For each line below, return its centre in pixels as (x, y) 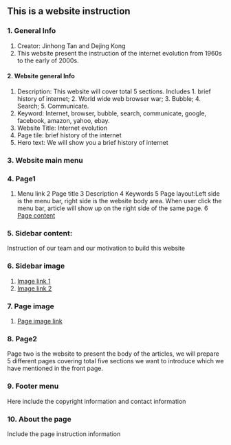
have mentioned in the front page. (55, 368)
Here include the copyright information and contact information (97, 401)
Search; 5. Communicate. (53, 106)
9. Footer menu (33, 386)
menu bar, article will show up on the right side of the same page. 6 (112, 208)
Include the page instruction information (64, 434)
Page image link (40, 321)
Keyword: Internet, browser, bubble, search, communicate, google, (112, 113)
